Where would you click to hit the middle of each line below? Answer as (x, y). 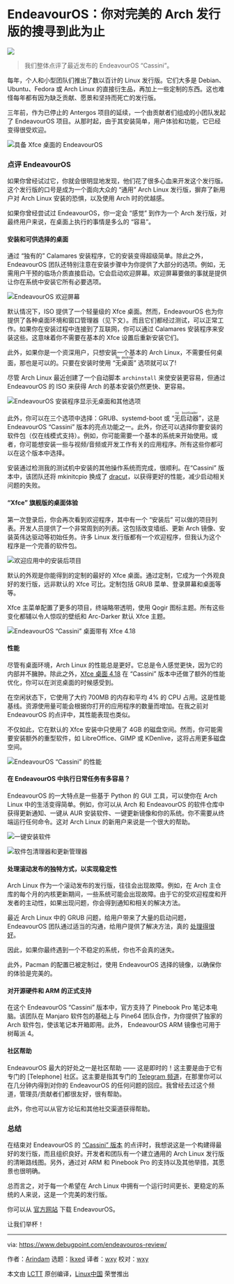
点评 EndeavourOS (39, 164)
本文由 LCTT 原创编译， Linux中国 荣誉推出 (68, 1274)
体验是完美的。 (34, 973)
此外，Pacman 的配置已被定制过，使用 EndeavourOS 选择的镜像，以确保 (111, 965)
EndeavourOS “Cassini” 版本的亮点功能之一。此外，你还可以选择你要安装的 (115, 427)
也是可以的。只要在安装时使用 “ (71, 363)
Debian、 (211, 80)
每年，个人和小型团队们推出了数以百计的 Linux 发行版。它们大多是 (102, 80)
